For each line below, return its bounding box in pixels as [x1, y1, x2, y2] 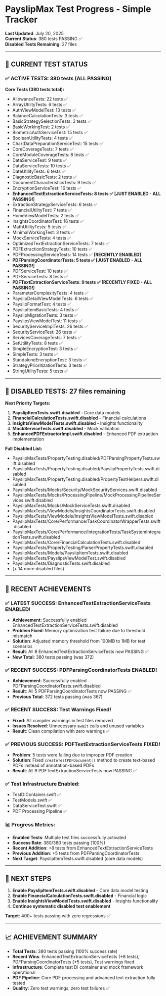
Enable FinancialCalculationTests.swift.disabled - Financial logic [12, 893, 147, 899]
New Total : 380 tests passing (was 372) [12, 654, 94, 660]
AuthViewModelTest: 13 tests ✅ [12, 107, 77, 113]
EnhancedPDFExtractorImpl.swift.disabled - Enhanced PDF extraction [12, 431, 158, 437]
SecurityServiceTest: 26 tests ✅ [12, 329, 78, 335]
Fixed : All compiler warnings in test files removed [12, 717, 113, 723]
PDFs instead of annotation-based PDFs [12, 762, 94, 768]
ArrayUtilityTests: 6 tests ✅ [12, 101, 68, 107]
